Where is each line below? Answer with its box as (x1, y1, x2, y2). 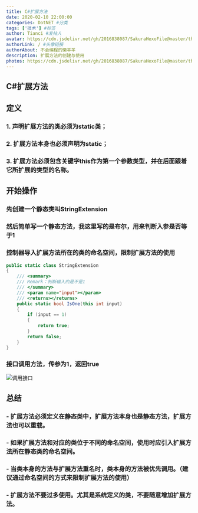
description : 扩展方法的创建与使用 (6, 53, 84, 58)
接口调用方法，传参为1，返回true (6, 360, 100, 368)
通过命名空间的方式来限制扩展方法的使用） (12, 473, 133, 482)
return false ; (27, 334, 62, 339)
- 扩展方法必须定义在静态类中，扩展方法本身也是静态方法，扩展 (6, 413, 186, 421)
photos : (6, 58, 25, 64)
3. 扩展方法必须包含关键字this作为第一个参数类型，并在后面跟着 (6, 157, 187, 165)
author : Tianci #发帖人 (6, 31, 62, 37)
